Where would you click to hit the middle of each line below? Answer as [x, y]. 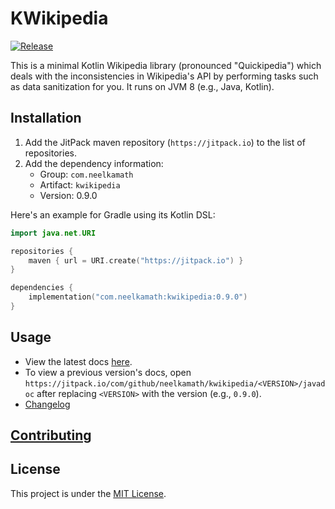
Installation [46, 118]
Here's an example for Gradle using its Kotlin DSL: [113, 214]
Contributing [51, 435]
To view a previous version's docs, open [108, 372]
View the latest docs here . [78, 361]
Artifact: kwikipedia [80, 184]
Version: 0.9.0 [68, 195]
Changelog [47, 404]
